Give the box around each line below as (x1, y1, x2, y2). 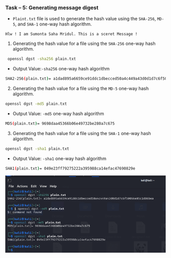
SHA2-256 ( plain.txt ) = (5, 76, 51, 82)
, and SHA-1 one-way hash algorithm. (15, 21, 92, 27)
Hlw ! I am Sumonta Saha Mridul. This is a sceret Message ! (5, 32, 138, 37)
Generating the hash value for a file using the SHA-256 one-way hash (12, 40, 156, 47)
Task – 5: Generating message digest (5, 4, 99, 11)
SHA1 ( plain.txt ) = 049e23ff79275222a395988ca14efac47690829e (5, 166, 136, 171)
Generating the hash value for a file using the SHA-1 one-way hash (12, 130, 151, 136)
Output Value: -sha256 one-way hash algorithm (12, 66, 110, 72)
